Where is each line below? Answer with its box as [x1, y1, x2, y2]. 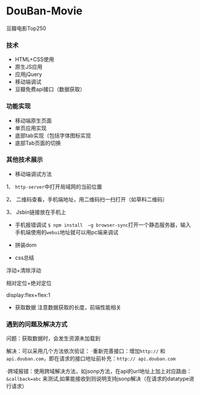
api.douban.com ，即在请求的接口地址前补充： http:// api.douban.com [6, 355, 176, 362]
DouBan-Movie [6, 4, 82, 18]
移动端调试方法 [14, 170, 52, 177]
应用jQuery [14, 71, 42, 78]
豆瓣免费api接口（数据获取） [14, 85, 85, 93]
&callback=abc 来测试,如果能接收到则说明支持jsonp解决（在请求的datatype [6, 375, 189, 382]
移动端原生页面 [14, 117, 52, 124]
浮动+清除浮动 [6, 267, 42, 274]
